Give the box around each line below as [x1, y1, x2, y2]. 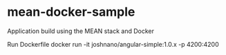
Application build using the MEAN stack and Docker [7, 27, 154, 35]
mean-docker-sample [7, 4, 135, 20]
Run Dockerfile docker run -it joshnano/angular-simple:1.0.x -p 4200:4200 [7, 40, 219, 48]
